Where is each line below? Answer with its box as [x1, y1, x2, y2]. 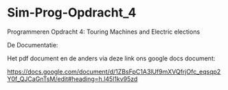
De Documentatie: [7, 41, 58, 49]
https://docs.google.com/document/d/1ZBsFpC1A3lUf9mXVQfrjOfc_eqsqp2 [7, 67, 221, 76]
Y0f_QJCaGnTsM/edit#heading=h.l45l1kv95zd [7, 74, 138, 83]
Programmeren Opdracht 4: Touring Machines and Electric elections [7, 27, 201, 36]
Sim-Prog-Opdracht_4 [7, 5, 137, 21]
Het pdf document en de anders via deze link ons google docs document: [7, 54, 216, 63]
